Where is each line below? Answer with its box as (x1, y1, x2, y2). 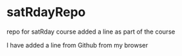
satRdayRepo (6, 4, 86, 20)
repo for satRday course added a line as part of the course (6, 27, 176, 36)
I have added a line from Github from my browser (6, 41, 148, 49)
